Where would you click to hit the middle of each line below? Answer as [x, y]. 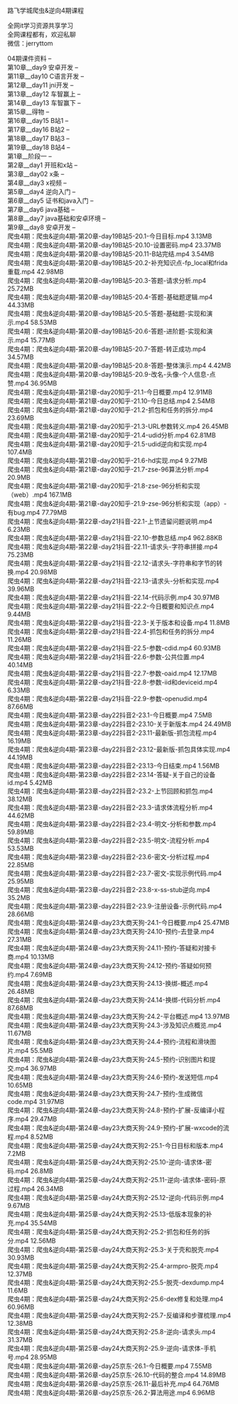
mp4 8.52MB [34, 1137]
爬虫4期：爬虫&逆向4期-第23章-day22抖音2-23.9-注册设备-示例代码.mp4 [115, 906]
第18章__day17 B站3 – [38, 138]
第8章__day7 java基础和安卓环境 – [57, 218]
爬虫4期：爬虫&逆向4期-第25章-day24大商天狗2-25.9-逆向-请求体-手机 [112, 1348]
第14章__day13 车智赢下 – [44, 103]
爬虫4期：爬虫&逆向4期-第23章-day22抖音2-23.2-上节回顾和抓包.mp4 [110, 791]
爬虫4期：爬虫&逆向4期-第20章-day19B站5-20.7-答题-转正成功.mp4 [107, 349]
